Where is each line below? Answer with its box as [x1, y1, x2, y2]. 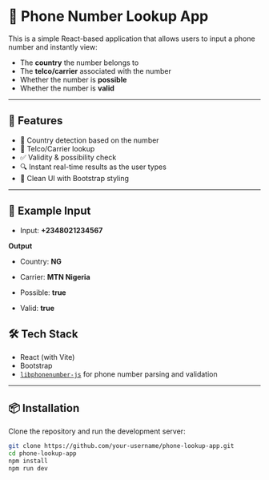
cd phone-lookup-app [8, 450, 78, 458]
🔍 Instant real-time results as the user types [19, 162, 167, 171]
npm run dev [8, 464, 48, 472]
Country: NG [19, 256, 62, 266]
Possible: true [19, 288, 66, 297]
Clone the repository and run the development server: [8, 426, 186, 436]
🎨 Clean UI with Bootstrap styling [19, 173, 130, 183]
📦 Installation [8, 401, 80, 415]
